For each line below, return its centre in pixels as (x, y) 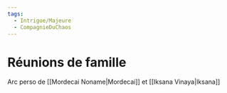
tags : (15, 14)
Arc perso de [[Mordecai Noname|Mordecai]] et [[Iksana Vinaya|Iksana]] (114, 82)
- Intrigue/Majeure (43, 21)
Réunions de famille (67, 62)
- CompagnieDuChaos (43, 27)
